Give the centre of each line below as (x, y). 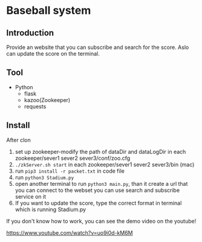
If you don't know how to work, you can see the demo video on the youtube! (101, 221)
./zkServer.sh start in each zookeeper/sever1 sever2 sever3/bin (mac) (105, 164)
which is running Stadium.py (50, 209)
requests (35, 106)
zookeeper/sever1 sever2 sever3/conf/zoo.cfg (73, 158)
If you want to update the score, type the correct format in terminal (98, 203)
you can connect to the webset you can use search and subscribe (97, 190)
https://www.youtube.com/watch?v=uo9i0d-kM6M (70, 232)
